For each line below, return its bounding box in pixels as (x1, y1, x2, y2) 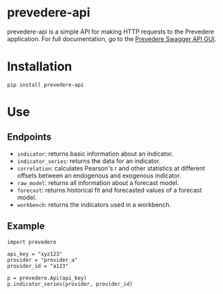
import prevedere (7, 238, 57, 245)
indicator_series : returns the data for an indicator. (16, 156, 161, 165)
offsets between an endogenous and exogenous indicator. (16, 171, 181, 180)
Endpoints (7, 132, 52, 143)
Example (7, 221, 45, 232)
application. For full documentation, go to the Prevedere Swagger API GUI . (7, 34, 217, 42)
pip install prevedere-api (7, 81, 84, 88)
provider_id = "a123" (7, 262, 69, 269)
